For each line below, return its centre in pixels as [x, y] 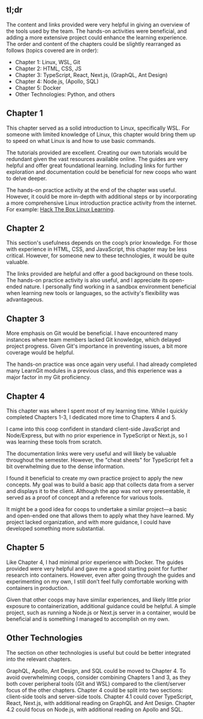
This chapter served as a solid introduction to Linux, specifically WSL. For [98, 128]
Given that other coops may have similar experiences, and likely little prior [98, 600]
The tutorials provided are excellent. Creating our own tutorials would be [97, 152]
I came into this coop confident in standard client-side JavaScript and [93, 429]
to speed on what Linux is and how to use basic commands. [81, 141]
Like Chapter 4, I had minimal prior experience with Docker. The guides [95, 562]
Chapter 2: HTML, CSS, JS [48, 68]
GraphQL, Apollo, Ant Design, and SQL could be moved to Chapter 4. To [96, 671]
